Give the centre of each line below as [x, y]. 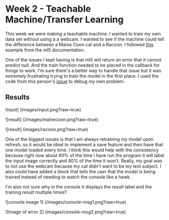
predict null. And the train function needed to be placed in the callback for [82, 65]
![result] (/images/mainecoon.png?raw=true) [52, 119]
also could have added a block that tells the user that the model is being [80, 171]
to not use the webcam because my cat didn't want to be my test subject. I [83, 166]
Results [18, 97]
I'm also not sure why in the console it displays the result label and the [79, 186]
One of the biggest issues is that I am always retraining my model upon [79, 139]
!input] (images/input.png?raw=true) [43, 109]
